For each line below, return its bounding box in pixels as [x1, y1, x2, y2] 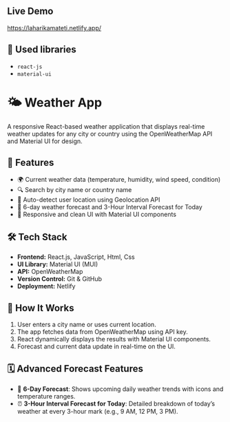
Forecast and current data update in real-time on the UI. [17, 342, 176, 350]
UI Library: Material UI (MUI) [17, 260, 98, 268]
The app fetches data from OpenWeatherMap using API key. [17, 328, 188, 336]
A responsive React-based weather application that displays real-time [7, 122, 205, 130]
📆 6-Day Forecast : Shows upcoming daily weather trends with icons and [17, 385, 224, 393]
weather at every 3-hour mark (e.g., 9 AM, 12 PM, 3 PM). [17, 407, 178, 415]
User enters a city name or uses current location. [17, 320, 156, 328]
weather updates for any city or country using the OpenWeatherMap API [7, 129, 213, 138]
